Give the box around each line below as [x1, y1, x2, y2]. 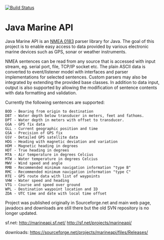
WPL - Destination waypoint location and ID [5, 187, 98, 192]
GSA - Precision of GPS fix [5, 130, 63, 135]
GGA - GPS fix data [5, 121, 45, 127]
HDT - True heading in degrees [5, 148, 69, 153]
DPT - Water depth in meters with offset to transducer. [5, 118, 125, 122]
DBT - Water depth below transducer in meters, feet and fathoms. [5, 113, 144, 118]
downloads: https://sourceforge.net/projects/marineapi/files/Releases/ [5, 229, 148, 235]
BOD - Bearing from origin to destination [5, 109, 94, 114]
